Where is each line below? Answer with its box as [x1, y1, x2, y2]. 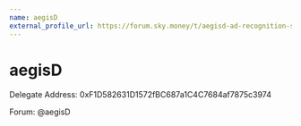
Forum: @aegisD [9, 106, 71, 117]
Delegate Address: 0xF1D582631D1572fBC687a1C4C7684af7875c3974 [9, 89, 271, 100]
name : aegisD [9, 13, 58, 22]
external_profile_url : [9, 21, 94, 30]
